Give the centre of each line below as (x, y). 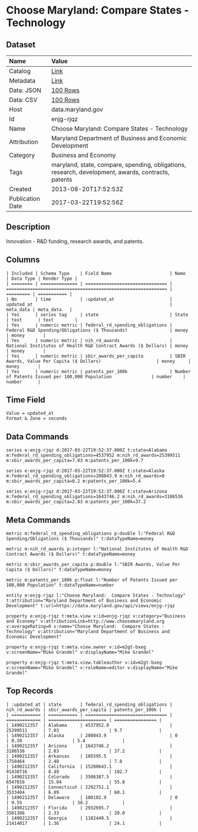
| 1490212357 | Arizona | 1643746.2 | (89, 746)
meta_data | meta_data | (39, 309)
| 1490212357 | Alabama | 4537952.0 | (89, 725)
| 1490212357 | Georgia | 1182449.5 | (89, 818)
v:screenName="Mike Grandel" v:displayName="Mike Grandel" (80, 653)
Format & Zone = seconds (37, 419)
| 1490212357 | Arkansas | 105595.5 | (89, 756)
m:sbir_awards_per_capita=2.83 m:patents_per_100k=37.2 (76, 502)
